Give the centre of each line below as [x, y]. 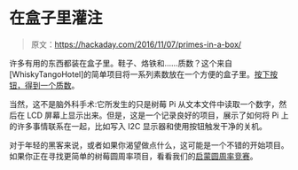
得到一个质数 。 [52, 85]
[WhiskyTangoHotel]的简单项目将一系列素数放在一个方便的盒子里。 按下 [140, 74]
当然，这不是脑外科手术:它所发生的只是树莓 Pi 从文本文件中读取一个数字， [144, 104]
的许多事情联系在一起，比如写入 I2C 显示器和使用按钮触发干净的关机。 [138, 126]
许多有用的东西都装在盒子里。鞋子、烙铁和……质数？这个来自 [121, 63]
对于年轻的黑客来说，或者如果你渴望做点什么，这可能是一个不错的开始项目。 [149, 145]
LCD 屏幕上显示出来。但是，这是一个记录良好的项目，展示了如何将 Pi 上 [157, 115]
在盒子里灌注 [56, 18]
